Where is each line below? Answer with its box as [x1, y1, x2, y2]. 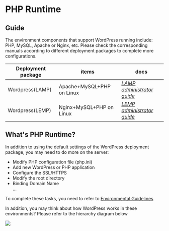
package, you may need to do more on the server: [5, 149, 109, 155]
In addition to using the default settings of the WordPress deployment [5, 144, 149, 150]
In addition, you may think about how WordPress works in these [5, 205, 137, 211]
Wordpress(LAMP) [8, 86, 52, 93]
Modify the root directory [12, 175, 65, 181]
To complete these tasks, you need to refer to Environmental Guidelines [5, 195, 153, 201]
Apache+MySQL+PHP [58, 83, 111, 90]
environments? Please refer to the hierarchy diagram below [5, 210, 128, 216]
